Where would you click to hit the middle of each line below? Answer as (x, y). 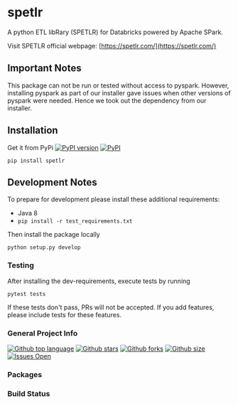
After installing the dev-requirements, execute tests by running (99, 281)
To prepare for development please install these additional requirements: (114, 199)
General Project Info (43, 333)
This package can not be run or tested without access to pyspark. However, (118, 85)
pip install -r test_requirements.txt (75, 221)
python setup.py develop (44, 248)
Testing (21, 265)
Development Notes (52, 182)
